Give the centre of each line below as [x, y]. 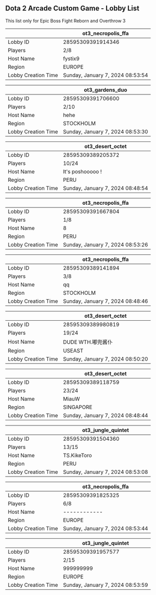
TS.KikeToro [77, 455]
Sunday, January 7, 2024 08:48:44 [106, 415]
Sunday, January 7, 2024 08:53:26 [106, 245]
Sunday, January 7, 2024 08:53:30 [106, 131]
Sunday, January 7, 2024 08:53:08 [106, 472]
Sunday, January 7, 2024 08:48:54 [106, 188]
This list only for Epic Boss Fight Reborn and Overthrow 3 [66, 20]
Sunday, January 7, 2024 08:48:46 [106, 301]
